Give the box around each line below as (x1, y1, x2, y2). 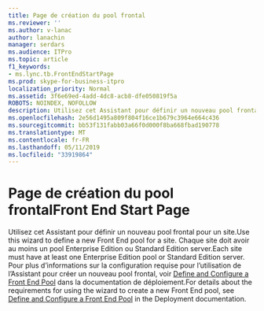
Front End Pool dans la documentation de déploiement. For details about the (8, 277, 253, 287)
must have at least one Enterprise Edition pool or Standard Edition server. (8, 253, 245, 262)
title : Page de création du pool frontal (8, 11, 146, 20)
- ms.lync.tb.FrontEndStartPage (8, 70, 114, 78)
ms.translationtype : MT (8, 128, 86, 136)
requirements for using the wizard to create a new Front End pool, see (8, 286, 234, 295)
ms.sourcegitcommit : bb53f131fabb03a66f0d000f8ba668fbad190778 (8, 121, 220, 129)
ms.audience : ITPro (8, 48, 72, 56)
